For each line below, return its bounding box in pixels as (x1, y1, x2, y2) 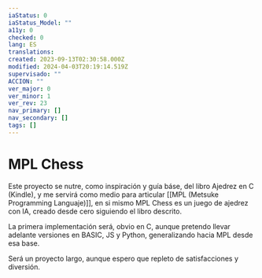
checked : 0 (8, 33, 44, 42)
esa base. (8, 238, 40, 248)
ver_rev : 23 (8, 99, 47, 107)
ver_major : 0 (8, 84, 51, 93)
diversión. (8, 261, 41, 272)
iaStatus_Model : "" (8, 19, 72, 27)
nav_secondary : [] (8, 114, 68, 122)
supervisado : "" (8, 70, 61, 78)
